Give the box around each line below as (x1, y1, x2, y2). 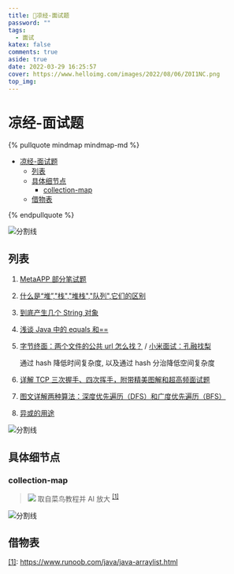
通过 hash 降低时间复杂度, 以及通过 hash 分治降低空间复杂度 (19, 358, 215, 367)
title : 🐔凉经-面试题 (8, 11, 69, 20)
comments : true (8, 48, 58, 56)
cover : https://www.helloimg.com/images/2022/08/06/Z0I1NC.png (8, 70, 221, 78)
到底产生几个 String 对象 (19, 308, 98, 318)
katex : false (8, 41, 51, 49)
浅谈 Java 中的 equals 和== (19, 325, 109, 334)
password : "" (8, 19, 51, 27)
